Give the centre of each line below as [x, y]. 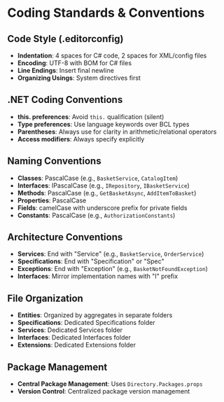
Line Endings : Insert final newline [65, 70]
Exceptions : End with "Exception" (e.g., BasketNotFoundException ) [113, 269]
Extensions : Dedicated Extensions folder [77, 345]
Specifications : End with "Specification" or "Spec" [91, 261]
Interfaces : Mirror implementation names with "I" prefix [98, 276]
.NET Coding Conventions [65, 100]
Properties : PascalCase [52, 200]
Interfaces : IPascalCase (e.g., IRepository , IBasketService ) [104, 185]
